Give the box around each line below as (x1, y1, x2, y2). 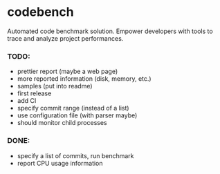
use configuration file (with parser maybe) (17, 111, 138, 119)
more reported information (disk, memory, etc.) (17, 75, 152, 83)
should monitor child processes (17, 119, 107, 127)
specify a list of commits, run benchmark (17, 151, 134, 159)
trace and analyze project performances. (7, 34, 124, 42)
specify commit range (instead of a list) (17, 104, 129, 113)
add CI (17, 97, 37, 105)
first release (17, 89, 52, 97)
